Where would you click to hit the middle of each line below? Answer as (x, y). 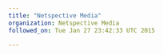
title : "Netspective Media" (55, 15)
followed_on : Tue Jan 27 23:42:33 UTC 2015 (82, 30)
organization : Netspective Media (64, 23)
